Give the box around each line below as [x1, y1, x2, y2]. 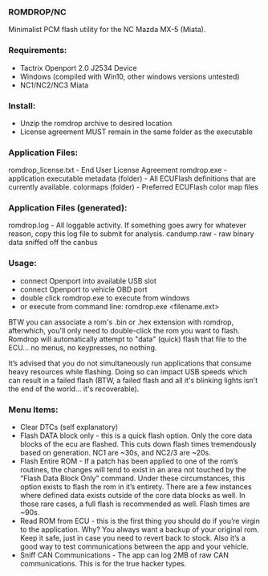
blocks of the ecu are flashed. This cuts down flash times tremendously [19, 439, 257, 449]
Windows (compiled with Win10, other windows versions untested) [19, 71, 240, 81]
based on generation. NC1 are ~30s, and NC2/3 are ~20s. [19, 448, 211, 458]
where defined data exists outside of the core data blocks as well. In [19, 491, 246, 500]
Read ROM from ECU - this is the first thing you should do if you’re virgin [19, 517, 261, 526]
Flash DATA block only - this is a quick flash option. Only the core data [19, 431, 253, 440]
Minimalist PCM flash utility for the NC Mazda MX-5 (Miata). [8, 25, 206, 35]
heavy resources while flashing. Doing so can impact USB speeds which [8, 366, 248, 376]
